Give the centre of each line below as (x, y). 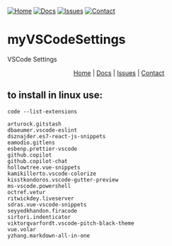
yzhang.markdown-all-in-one (49, 235)
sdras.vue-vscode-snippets (47, 205)
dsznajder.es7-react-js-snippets (57, 136)
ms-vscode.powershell (39, 186)
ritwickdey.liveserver (41, 199)
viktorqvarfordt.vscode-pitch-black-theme (71, 223)
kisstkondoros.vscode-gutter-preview (63, 180)
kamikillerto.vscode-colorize (52, 174)
